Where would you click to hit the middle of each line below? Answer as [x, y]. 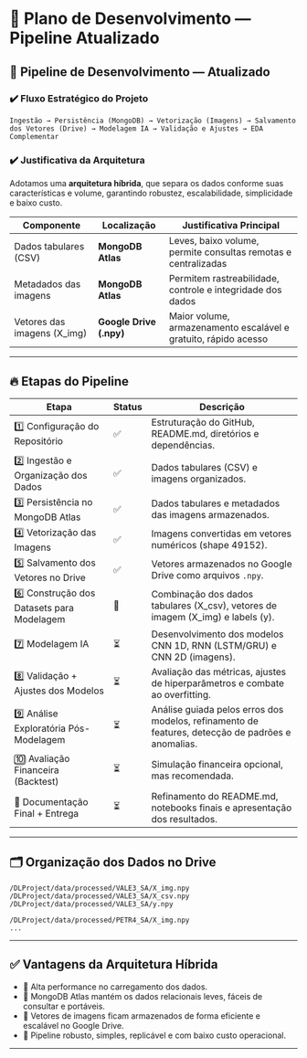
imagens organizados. [199, 479]
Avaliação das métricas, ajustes [219, 672]
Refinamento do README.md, [215, 796]
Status [128, 407]
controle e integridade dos [225, 290]
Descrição [222, 407]
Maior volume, [199, 316]
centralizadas [198, 264]
